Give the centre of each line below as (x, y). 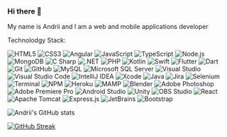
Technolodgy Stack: (37, 40)
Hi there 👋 (25, 11)
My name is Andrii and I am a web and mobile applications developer (108, 27)
